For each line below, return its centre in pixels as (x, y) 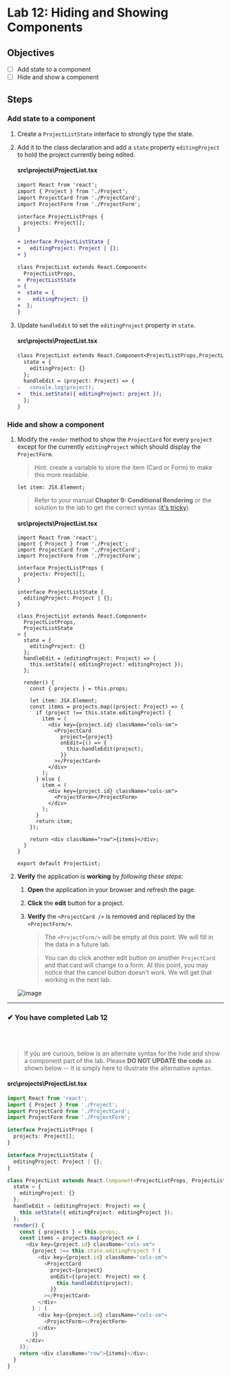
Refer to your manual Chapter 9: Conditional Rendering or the (123, 500)
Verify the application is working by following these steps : (100, 876)
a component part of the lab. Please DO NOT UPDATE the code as (118, 1060)
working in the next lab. (78, 980)
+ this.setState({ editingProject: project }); (90, 394)
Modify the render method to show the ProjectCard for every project (114, 440)
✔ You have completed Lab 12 (57, 1018)
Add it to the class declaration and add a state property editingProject (118, 147)
